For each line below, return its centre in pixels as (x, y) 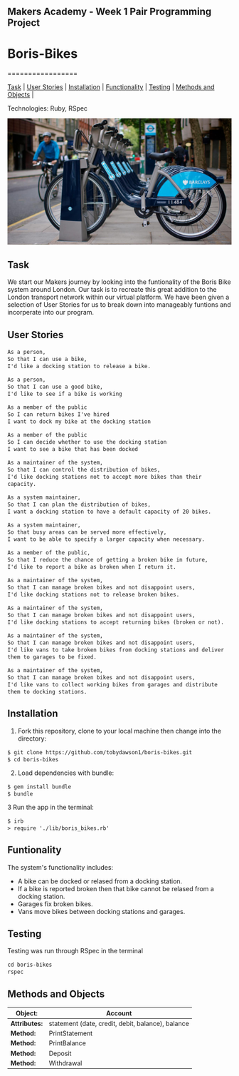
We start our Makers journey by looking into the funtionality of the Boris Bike (119, 282)
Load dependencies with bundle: (66, 773)
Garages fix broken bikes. (55, 904)
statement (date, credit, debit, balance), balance (119, 1023)
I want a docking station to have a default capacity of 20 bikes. (110, 512)
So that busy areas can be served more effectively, (87, 532)
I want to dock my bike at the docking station (79, 421)
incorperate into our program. (51, 313)
